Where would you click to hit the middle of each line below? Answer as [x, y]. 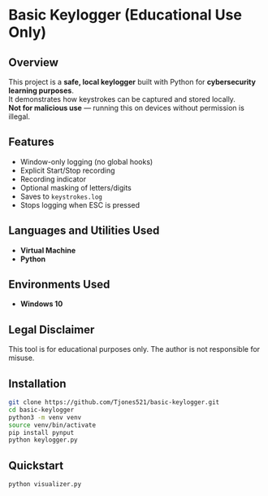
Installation [37, 383]
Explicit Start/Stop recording [67, 170]
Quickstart [36, 465]
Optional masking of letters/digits [76, 187]
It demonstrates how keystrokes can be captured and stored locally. [122, 99]
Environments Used [59, 285]
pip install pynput [41, 432]
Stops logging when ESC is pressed [80, 204]
